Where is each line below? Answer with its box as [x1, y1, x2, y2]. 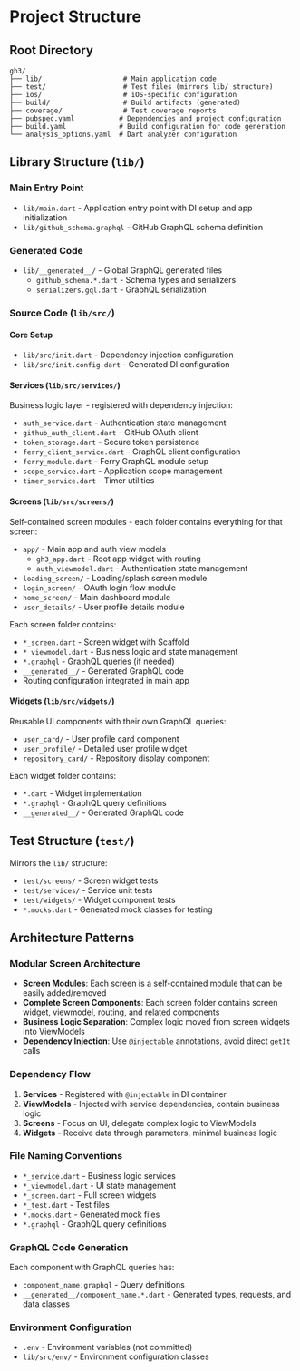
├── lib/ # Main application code [9, 74, 218, 83]
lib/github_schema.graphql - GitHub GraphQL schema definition [22, 221, 264, 232]
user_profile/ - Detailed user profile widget [22, 743, 188, 754]
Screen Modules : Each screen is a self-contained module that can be [22, 977, 283, 989]
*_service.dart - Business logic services [22, 1170, 177, 1181]
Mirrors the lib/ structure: [9, 857, 108, 868]
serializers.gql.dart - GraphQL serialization [35, 284, 207, 295]
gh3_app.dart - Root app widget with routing [35, 553, 201, 564]
